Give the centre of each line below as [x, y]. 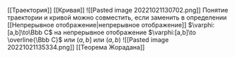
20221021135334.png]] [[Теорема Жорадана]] [76, 47]
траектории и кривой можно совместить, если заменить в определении [117, 17]
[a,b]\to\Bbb [25, 32]
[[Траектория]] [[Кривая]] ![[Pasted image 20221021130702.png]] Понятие [118, 10]
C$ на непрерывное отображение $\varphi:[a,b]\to [120, 32]
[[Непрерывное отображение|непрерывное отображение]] [97, 25]
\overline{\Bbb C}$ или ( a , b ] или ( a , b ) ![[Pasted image [88, 40]
